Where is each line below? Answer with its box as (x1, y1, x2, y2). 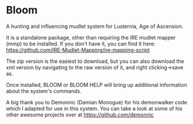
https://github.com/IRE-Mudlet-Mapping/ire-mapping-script (6, 46, 150, 53)
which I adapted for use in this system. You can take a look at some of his (6, 105, 183, 112)
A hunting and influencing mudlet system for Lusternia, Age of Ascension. (6, 23, 184, 30)
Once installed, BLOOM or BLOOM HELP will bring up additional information (6, 81, 188, 88)
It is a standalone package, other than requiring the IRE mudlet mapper (6, 34, 176, 41)
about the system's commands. (6, 87, 82, 94)
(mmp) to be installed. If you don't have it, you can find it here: (6, 40, 156, 47)
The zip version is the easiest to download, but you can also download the (6, 58, 185, 65)
